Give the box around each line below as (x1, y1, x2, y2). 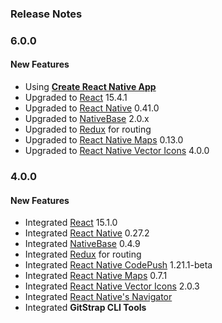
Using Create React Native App (24, 81, 157, 93)
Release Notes (10, 7, 83, 21)
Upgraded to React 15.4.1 (24, 92, 128, 104)
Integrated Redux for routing (24, 248, 142, 261)
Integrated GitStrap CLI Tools (24, 302, 147, 314)
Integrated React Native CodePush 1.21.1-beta (24, 259, 213, 271)
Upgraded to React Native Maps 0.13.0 (24, 134, 184, 146)
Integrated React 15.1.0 (24, 217, 118, 229)
